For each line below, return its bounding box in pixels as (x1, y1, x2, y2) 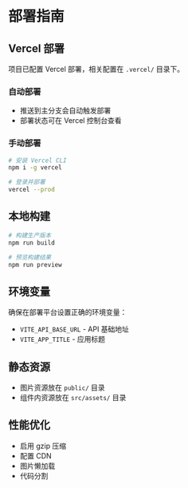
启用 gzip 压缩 (19, 441, 66, 450)
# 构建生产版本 (8, 231, 52, 240)
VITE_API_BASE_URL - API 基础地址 (19, 324, 130, 334)
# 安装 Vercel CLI (8, 157, 67, 165)
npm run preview (8, 260, 62, 268)
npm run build (8, 239, 56, 247)
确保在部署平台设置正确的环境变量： (8, 307, 127, 317)
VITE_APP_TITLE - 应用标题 (19, 335, 106, 344)
